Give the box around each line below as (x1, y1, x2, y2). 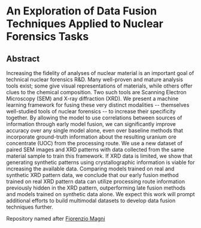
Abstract (6, 53, 40, 64)
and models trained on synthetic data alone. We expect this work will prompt (6, 191, 195, 197)
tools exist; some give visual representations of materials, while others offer (6, 82, 193, 89)
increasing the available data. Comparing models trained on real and (6, 165, 175, 172)
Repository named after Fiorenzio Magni (6, 215, 106, 222)
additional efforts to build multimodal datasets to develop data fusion (6, 197, 176, 204)
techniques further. (6, 203, 54, 211)
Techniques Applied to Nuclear (6, 17, 163, 31)
